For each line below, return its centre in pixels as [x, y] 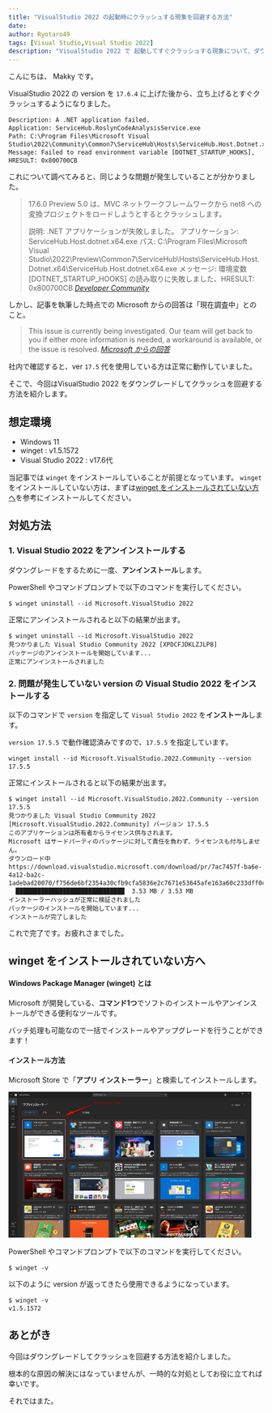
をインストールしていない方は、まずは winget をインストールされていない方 [134, 487]
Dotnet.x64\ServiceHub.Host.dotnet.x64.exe [103, 269]
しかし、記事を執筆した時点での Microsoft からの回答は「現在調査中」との [133, 305]
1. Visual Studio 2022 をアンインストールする [97, 551]
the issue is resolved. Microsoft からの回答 [99, 349]
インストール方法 [37, 1061]
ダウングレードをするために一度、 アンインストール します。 [107, 570]
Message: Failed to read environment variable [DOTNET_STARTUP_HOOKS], [132, 153]
